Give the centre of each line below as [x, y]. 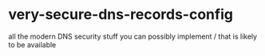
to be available [32, 44]
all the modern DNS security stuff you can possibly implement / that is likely [133, 36]
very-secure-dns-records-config [121, 15]
